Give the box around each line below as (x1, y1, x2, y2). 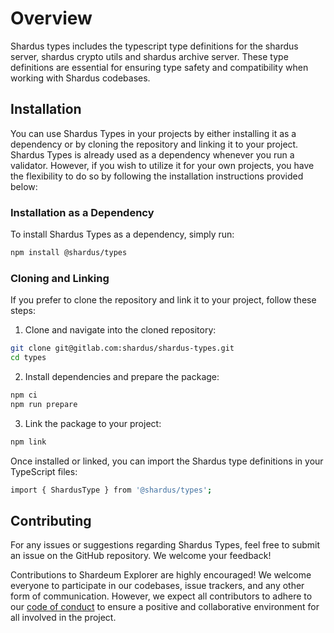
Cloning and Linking (10, 271, 110, 285)
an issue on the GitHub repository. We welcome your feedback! (10, 550, 272, 562)
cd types (10, 353, 47, 363)
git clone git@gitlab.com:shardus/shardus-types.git (10, 343, 235, 354)
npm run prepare (10, 399, 78, 409)
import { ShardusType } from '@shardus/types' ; (10, 485, 213, 495)
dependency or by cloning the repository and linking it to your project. (10, 138, 299, 150)
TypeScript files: (10, 465, 78, 477)
